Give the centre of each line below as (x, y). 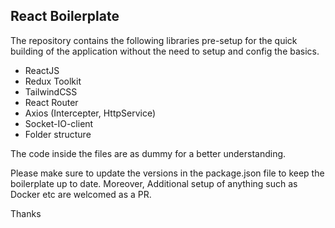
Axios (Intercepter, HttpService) (90, 113)
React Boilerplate (65, 16)
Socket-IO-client (59, 123)
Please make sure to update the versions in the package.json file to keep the (167, 173)
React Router (51, 102)
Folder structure (58, 134)
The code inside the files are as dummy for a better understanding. (148, 153)
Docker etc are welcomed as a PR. (81, 194)
